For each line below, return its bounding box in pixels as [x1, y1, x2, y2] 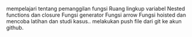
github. [6, 24, 24, 31]
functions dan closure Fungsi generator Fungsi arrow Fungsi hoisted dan [6, 11, 187, 18]
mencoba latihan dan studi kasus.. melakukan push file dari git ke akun [6, 18, 182, 24]
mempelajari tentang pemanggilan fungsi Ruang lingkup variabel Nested [6, 5, 185, 12]
